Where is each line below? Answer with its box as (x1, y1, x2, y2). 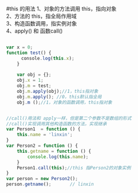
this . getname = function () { (17, 148, 92, 154)
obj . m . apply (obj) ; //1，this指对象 (17, 88, 99, 94)
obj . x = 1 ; (17, 78, 44, 83)
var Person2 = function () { (6, 143, 78, 149)
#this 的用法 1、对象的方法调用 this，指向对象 (6, 5, 117, 12)
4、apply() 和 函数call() (6, 27, 63, 34)
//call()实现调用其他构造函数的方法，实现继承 (6, 121, 107, 127)
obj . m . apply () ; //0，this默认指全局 (17, 94, 102, 99)
